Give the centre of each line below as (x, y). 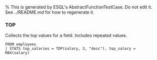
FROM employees (21, 44)
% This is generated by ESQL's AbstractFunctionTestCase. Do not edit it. (79, 7)
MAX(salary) (17, 53)
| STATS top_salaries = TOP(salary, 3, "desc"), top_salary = (70, 49)
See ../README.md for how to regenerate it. (50, 12)
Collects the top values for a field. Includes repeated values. (66, 36)
